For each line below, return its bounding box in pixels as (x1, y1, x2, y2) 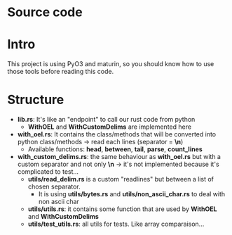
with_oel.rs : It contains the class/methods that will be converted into (17, 130, 217, 139)
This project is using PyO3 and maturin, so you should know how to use (7, 60, 214, 68)
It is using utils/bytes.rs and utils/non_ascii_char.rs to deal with (38, 190, 226, 198)
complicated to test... (17, 167, 79, 176)
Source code (7, 4, 83, 20)
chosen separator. (27, 182, 81, 191)
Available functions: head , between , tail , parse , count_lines (27, 145, 203, 153)
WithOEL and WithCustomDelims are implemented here (27, 122, 191, 131)
